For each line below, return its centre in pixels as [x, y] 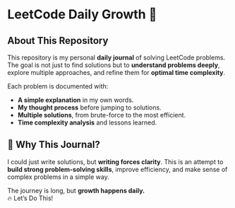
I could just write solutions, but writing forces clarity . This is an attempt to [115, 161]
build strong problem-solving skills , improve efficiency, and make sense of [117, 169]
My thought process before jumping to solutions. [89, 108]
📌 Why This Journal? [54, 145]
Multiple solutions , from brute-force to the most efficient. [102, 115]
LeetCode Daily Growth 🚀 [82, 15]
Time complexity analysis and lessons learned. [87, 122]
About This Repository [58, 41]
